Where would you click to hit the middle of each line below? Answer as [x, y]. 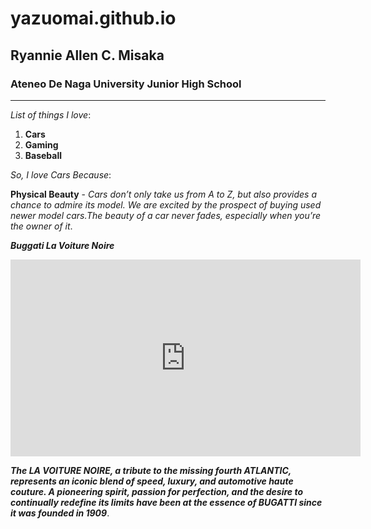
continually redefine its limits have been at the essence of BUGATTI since [166, 502]
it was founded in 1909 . [60, 513]
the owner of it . [41, 226]
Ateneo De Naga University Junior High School [126, 84]
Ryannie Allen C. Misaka [87, 55]
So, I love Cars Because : [61, 174]
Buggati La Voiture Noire [62, 245]
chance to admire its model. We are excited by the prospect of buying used [166, 204]
